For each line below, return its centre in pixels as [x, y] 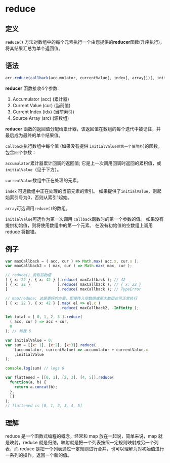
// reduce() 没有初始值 [28, 275]
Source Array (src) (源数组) [41, 118]
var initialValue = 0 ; [29, 340]
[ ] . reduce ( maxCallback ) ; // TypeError [73, 289]
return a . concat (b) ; [36, 387]
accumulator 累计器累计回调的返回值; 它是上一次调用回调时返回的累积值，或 [83, 163]
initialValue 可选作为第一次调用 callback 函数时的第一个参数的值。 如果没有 [85, 219]
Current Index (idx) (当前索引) [43, 112]
